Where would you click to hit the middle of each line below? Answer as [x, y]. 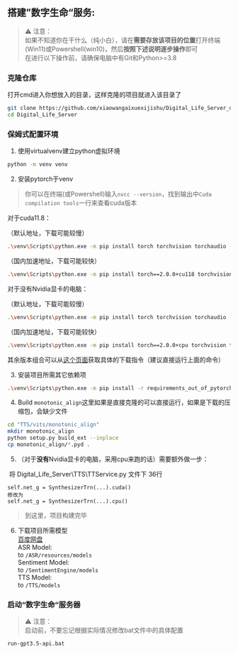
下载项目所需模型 [42, 530]
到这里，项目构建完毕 [56, 515]
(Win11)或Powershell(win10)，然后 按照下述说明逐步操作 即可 [111, 49]
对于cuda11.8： [29, 218]
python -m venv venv [38, 165]
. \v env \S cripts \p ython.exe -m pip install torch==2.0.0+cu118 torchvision [120, 274]
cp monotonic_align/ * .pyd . [49, 445]
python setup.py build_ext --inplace [63, 438]
